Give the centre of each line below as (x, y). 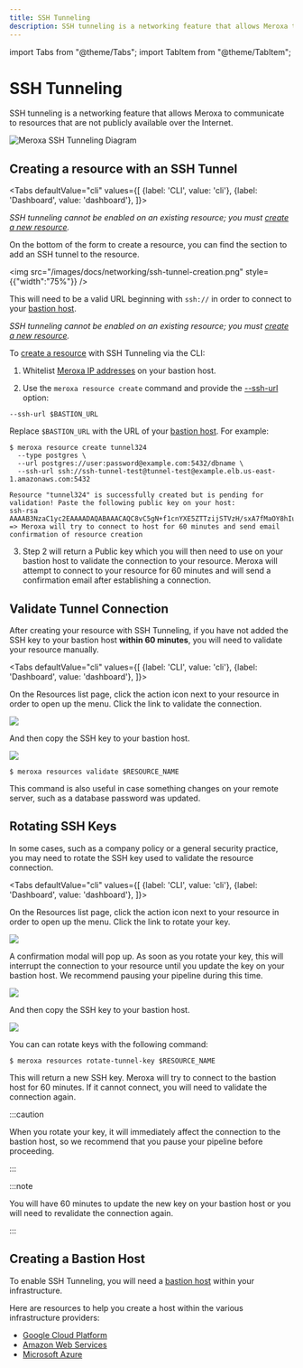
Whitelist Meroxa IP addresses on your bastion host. (119, 370)
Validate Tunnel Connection (89, 609)
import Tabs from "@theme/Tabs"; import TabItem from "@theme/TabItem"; (150, 52)
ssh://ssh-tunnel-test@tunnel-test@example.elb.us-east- (167, 472)
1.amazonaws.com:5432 (50, 480)
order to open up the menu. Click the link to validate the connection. (136, 704)
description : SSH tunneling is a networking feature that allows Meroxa (149, 26)
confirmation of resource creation (76, 535)
